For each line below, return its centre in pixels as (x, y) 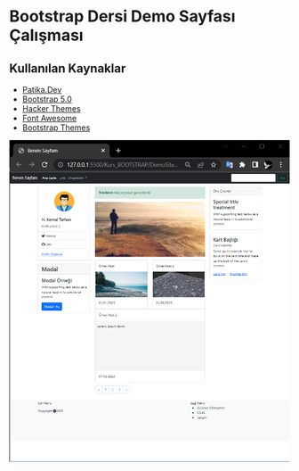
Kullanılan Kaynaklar (68, 68)
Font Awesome (49, 118)
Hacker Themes (52, 108)
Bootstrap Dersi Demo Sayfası (122, 17)
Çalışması (46, 35)
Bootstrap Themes (56, 128)
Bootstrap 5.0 (47, 99)
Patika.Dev (42, 90)
